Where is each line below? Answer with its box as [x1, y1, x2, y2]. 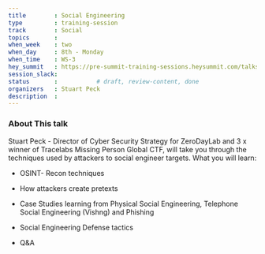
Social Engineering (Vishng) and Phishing [19, 207, 155, 217]
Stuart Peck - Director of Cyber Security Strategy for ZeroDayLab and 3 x [8, 136, 247, 146]
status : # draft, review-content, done [8, 77, 200, 85]
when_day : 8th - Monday [8, 48, 104, 56]
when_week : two [8, 41, 73, 49]
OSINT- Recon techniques [19, 168, 105, 177]
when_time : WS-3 [8, 56, 77, 64]
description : [8, 92, 58, 100]
